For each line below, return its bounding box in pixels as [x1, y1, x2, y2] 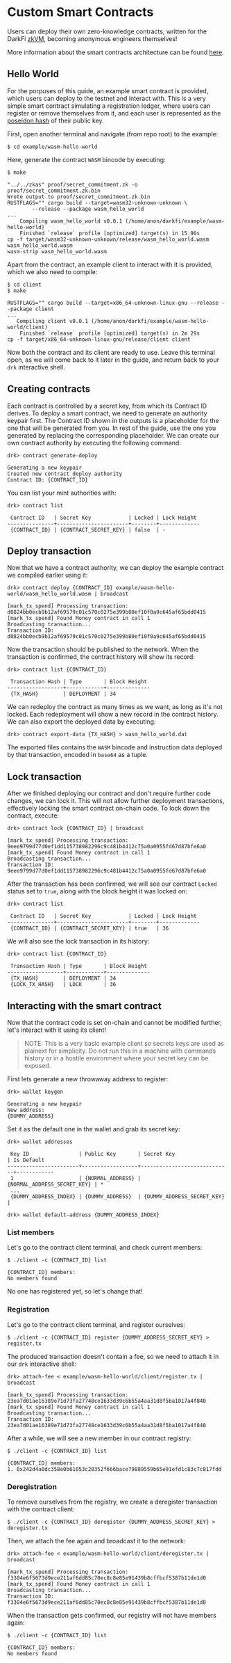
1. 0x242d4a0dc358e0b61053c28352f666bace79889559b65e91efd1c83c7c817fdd [7, 1465, 222, 1472]
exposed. [24, 1062, 51, 1069]
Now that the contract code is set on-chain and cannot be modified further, [7, 1019, 222, 1026]
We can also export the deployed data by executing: [7, 717, 156, 726]
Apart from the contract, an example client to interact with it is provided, [7, 260, 213, 269]
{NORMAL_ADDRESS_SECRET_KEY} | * [7, 1181, 104, 1188]
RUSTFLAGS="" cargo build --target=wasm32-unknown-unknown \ [7, 199, 188, 206]
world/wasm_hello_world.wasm [7, 591, 92, 598]
